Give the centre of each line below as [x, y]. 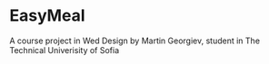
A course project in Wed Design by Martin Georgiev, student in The [135, 41]
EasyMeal [47, 16]
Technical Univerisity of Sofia [65, 50]
